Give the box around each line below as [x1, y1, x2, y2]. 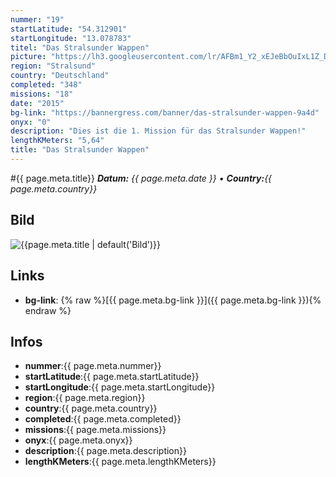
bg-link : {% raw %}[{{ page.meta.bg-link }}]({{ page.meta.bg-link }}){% [24, 294, 322, 306]
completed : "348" [10, 80, 83, 90]
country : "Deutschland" [10, 71, 110, 81]
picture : [10, 52, 47, 62]
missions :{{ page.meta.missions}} [24, 424, 167, 436]
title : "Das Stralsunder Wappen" [10, 145, 150, 155]
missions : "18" [10, 89, 74, 99]
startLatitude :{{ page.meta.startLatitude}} [24, 371, 200, 383]
